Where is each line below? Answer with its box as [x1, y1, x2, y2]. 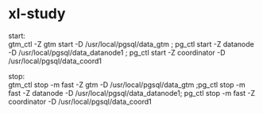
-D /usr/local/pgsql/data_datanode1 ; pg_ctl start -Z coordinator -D [8, 47, 226, 57]
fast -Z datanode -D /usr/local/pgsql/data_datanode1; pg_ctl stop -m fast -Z [8, 88, 256, 97]
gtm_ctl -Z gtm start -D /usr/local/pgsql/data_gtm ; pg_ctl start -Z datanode [8, 39, 254, 48]
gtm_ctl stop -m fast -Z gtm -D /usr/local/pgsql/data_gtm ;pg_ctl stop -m [8, 80, 246, 89]
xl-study [8, 5, 66, 23]
